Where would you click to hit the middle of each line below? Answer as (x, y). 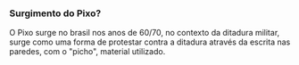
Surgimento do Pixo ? (55, 13)
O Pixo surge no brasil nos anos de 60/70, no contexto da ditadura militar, (145, 33)
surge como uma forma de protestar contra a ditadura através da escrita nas (150, 42)
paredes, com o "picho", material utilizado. (87, 52)
